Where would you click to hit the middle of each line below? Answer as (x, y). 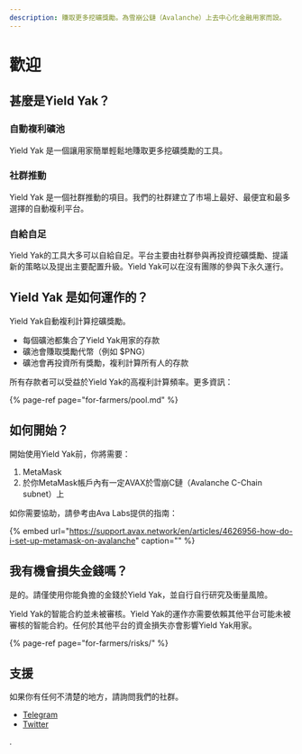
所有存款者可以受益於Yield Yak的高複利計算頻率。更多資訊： (121, 382)
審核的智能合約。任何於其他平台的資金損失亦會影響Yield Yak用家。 (133, 625)
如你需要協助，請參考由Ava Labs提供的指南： (94, 513)
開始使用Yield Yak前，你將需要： (70, 454)
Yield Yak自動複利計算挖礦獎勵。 (70, 321)
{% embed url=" (40, 531)
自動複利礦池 (37, 129)
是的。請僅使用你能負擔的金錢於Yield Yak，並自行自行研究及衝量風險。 (141, 595)
